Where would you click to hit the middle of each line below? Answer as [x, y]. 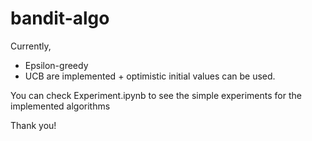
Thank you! [33, 125]
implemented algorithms [60, 106]
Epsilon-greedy [56, 65]
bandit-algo [60, 18]
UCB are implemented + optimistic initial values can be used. [150, 76]
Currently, [31, 46]
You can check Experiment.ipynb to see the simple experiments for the [156, 95]
